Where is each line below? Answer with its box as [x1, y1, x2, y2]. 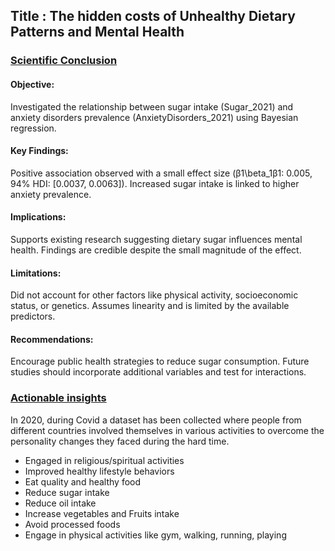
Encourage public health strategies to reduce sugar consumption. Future [10, 355, 310, 368]
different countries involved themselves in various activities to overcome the [10, 424, 325, 436]
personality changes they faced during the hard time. [10, 435, 230, 447]
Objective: [10, 78, 55, 90]
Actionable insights [10, 391, 107, 405]
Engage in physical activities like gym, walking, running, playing [24, 529, 287, 541]
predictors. [10, 310, 56, 323]
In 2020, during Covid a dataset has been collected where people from [10, 414, 302, 426]
